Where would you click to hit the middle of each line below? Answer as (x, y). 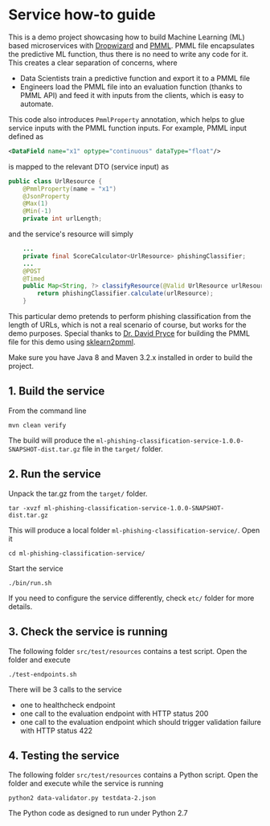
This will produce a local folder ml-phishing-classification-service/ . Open (134, 530)
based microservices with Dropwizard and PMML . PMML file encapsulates (131, 45)
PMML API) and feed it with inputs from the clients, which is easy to (132, 95)
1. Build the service (57, 391)
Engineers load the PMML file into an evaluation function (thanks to (131, 87)
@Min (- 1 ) (37, 211)
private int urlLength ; (63, 219)
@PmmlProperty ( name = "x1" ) (70, 189)
